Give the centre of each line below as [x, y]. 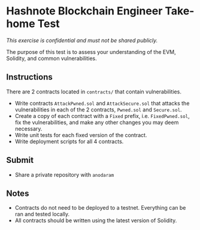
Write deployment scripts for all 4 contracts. [69, 141]
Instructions [29, 77]
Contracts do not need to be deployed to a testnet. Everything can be [100, 208]
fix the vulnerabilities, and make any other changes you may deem [97, 122]
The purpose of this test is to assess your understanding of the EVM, [91, 52]
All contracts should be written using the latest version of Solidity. [96, 220]
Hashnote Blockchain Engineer [84, 11]
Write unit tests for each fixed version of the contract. [81, 135]
